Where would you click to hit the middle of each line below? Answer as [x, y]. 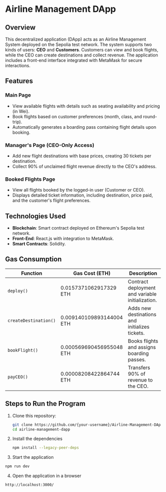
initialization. [142, 300]
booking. [21, 132]
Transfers [139, 367]
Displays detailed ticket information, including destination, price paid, [83, 195]
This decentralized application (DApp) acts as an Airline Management [76, 39]
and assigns [142, 347]
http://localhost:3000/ [30, 485]
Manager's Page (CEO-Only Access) [50, 145]
